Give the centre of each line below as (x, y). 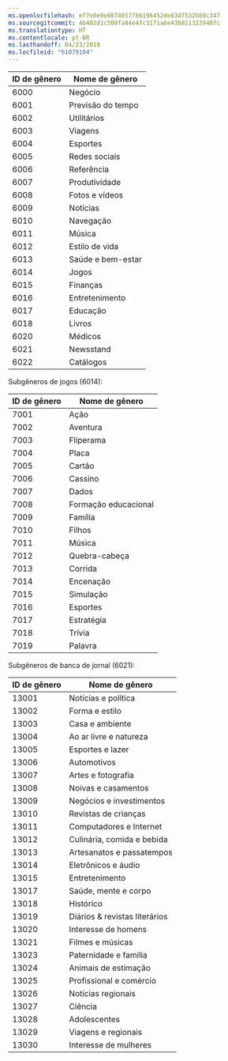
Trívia (79, 633)
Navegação (90, 221)
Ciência (83, 1006)
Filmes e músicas (101, 942)
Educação (88, 311)
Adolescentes (95, 1019)
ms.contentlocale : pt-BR (49, 38)
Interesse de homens (108, 929)
